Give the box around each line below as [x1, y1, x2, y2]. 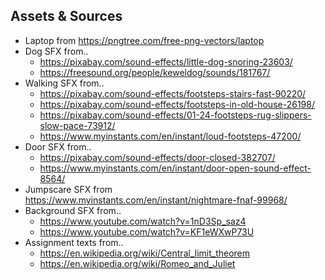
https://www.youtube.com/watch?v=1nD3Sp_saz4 [39, 215, 247, 227]
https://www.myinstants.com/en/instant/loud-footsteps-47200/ [39, 130, 302, 142]
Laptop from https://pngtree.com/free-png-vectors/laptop [24, 34, 265, 46]
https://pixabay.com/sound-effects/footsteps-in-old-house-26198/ [39, 98, 315, 110]
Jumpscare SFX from [24, 183, 113, 195]
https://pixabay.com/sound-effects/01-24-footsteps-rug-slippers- [39, 109, 312, 121]
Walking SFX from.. [24, 77, 105, 89]
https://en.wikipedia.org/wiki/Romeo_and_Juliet [39, 257, 236, 269]
